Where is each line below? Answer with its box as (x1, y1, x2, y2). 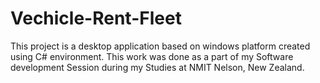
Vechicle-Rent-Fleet (10, 7, 182, 30)
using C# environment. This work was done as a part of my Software (10, 50, 294, 62)
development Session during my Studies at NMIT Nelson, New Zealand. (10, 61, 305, 73)
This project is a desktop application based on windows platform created (10, 40, 311, 52)
